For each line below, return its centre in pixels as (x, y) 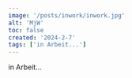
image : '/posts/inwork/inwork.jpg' (67, 15)
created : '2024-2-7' (42, 37)
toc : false (26, 30)
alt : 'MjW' (26, 23)
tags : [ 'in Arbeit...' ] (47, 45)
